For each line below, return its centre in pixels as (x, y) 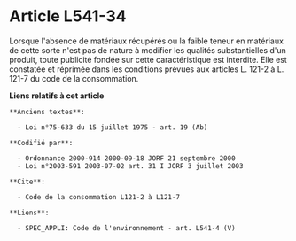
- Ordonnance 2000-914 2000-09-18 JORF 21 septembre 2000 (127, 158)
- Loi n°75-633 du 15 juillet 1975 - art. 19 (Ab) (113, 127)
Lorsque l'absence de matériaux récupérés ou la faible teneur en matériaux (146, 41)
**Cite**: (27, 182)
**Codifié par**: (41, 143)
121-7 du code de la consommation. (74, 78)
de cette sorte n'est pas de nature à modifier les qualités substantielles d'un (148, 50)
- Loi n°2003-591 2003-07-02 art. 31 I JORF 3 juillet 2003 (130, 166)
